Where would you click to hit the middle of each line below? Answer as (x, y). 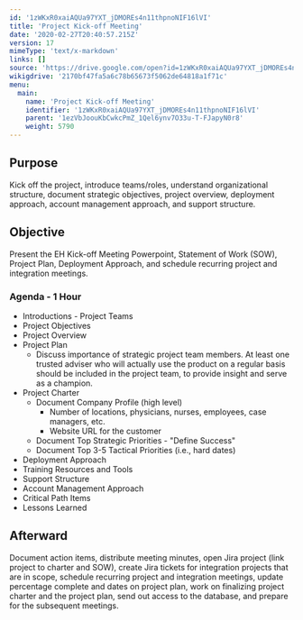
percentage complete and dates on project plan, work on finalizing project (147, 586)
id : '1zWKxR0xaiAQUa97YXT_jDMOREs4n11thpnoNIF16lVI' (110, 18)
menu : (19, 85)
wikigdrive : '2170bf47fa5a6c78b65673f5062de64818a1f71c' (119, 77)
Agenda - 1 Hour (46, 296)
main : (28, 93)
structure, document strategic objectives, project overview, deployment (142, 194)
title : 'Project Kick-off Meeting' (76, 26)
